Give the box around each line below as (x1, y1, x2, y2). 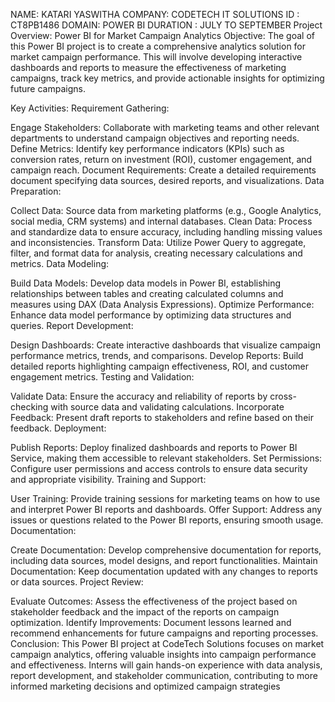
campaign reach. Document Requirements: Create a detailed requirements (10, 164, 317, 176)
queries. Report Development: (10, 320, 134, 331)
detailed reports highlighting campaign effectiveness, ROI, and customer (10, 360, 310, 372)
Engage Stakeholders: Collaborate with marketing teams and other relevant (10, 122, 320, 133)
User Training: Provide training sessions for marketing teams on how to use (10, 493, 321, 504)
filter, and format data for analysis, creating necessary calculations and (10, 247, 303, 259)
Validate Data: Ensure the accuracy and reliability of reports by (10, 390, 268, 402)
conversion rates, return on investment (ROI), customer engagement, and (10, 154, 313, 165)
